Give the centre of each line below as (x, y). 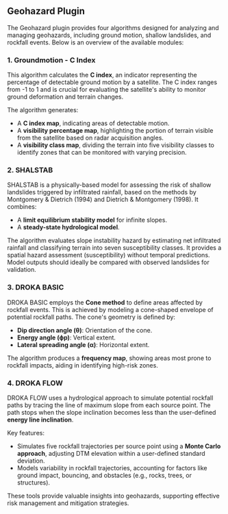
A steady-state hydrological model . (68, 227)
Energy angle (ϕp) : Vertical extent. (66, 337)
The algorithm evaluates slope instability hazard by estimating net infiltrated (114, 241)
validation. (22, 270)
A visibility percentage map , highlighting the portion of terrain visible (115, 131)
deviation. (31, 461)
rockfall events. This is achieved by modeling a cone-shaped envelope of (110, 309)
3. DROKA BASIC (36, 287)
